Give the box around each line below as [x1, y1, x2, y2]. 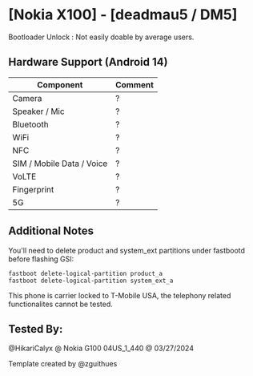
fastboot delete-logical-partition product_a [8, 269, 163, 277]
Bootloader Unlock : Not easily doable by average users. [8, 32, 195, 42]
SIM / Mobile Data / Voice [12, 158, 108, 169]
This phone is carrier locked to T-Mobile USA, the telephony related [8, 290, 231, 300]
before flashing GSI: [8, 254, 74, 264]
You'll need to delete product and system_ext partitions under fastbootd [8, 245, 246, 255]
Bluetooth [12, 119, 50, 130]
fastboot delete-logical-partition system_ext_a [8, 277, 174, 285]
